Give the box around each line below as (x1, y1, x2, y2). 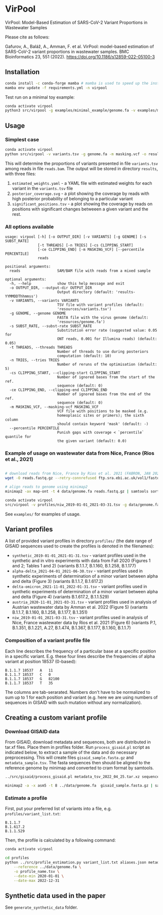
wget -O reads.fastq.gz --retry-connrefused (5, 475, 97, 481)
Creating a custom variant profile (5, 714, 107, 722)
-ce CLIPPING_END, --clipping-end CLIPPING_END (9, 387, 108, 392)
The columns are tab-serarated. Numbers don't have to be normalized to (5, 689, 150, 695)
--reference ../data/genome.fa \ (14, 864, 81, 869)
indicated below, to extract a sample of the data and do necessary (5, 750, 137, 756)
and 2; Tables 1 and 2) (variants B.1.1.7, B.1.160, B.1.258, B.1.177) (12, 563, 136, 569)
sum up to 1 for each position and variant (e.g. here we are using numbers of (5, 694, 158, 700)
